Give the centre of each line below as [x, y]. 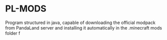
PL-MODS [26, 9]
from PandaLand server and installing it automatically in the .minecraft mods [84, 27]
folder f [13, 33]
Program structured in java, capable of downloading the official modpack [80, 22]
